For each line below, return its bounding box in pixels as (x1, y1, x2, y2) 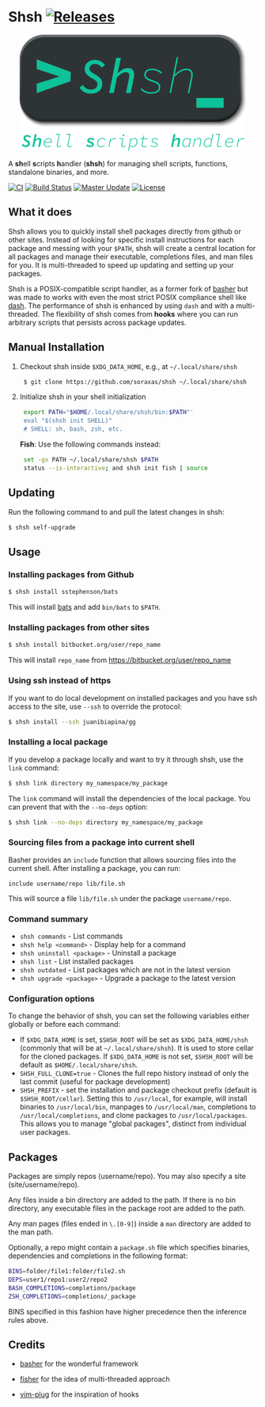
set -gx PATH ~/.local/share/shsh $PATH (23, 456, 159, 464)
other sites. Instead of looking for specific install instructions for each (8, 234, 235, 245)
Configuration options (8, 993, 95, 1004)
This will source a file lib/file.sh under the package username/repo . (8, 893, 232, 903)
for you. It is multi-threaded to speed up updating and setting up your (8, 260, 234, 269)
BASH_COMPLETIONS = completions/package (8, 1283, 136, 1292)
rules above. (8, 1315, 49, 1325)
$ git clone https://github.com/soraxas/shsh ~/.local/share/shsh (23, 378, 247, 386)
